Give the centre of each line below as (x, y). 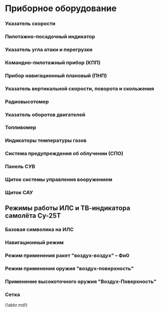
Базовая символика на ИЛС (39, 230)
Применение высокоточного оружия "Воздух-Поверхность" (81, 281)
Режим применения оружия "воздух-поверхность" (69, 268)
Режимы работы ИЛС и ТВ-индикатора (68, 208)
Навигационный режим (34, 243)
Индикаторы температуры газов (46, 140)
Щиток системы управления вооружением (59, 180)
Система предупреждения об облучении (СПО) (64, 154)
